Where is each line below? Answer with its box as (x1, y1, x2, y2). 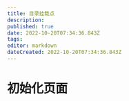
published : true (7, 23, 54, 30)
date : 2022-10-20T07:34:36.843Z (7, 29, 100, 37)
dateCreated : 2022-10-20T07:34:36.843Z (7, 49, 122, 56)
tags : (7, 36, 23, 43)
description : (7, 17, 45, 24)
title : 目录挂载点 (7, 10, 55, 17)
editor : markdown (7, 42, 57, 49)
